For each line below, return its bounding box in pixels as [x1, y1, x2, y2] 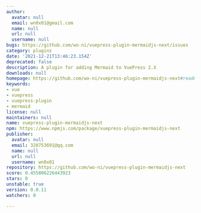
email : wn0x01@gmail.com [11, 20, 74, 26]
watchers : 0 [6, 192, 36, 198]
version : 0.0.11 [6, 187, 47, 193]
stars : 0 [6, 176, 28, 182]
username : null [11, 36, 50, 42]
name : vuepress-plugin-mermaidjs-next [6, 120, 103, 126]
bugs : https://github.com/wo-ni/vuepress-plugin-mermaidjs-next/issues [6, 42, 188, 48]
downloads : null [6, 70, 47, 76]
